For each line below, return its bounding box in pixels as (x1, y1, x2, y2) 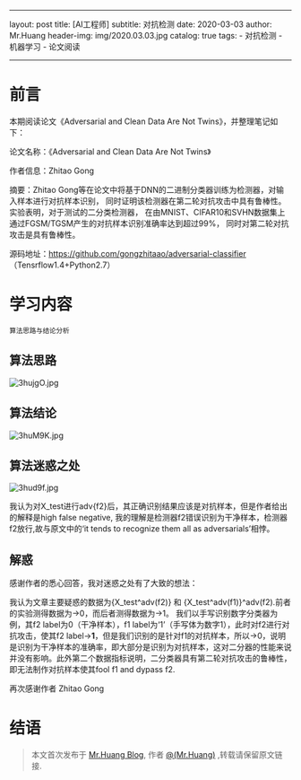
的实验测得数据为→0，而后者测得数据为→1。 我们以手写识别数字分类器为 (9, 608, 279, 619)
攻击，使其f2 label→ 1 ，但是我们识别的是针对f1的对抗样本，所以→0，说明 (16, 630, 287, 642)
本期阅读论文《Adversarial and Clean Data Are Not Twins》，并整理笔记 (9, 116, 271, 127)
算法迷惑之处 (9, 458, 81, 473)
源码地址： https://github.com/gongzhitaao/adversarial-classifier (9, 248, 246, 259)
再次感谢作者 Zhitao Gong (9, 683, 105, 694)
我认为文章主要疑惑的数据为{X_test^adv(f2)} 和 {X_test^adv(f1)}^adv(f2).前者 (9, 597, 291, 608)
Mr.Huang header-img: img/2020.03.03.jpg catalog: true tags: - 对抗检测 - (9, 31, 283, 40)
